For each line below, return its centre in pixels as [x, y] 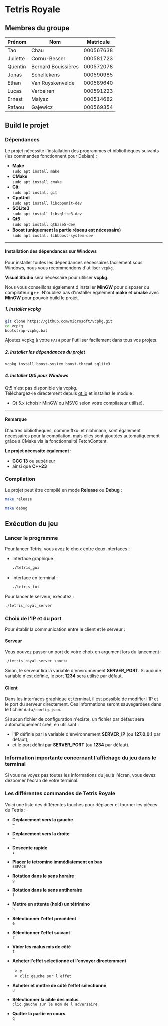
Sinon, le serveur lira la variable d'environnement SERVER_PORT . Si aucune [83, 671]
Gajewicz [42, 107]
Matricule [98, 42]
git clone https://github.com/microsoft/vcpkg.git [59, 321]
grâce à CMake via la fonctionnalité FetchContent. [57, 441]
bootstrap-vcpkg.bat [27, 331]
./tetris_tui [26, 587]
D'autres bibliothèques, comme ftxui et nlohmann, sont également [73, 430]
